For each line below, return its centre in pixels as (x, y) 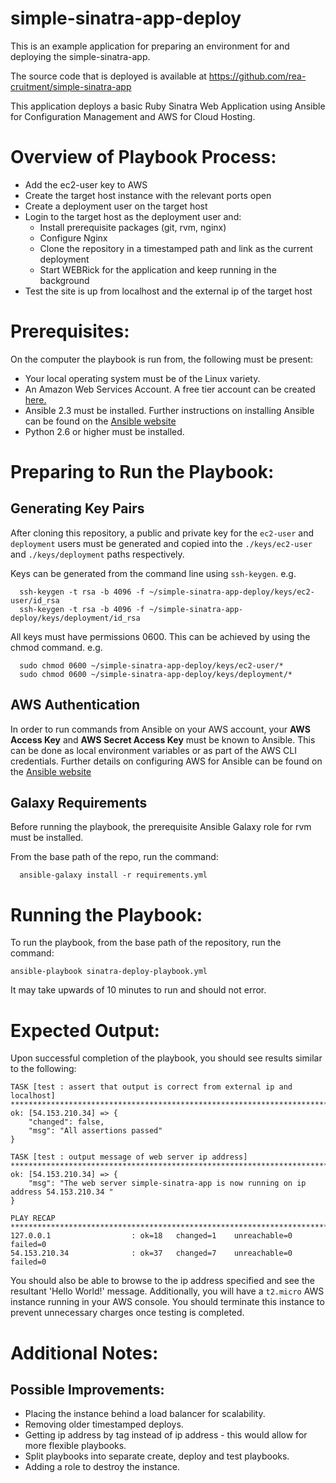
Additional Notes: (84, 1353)
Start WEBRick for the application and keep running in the (158, 269)
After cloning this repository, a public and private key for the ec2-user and (162, 533)
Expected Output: (85, 1030)
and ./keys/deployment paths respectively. (97, 554)
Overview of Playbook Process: (143, 157)
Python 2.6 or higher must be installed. (104, 431)
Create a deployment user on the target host (116, 206)
